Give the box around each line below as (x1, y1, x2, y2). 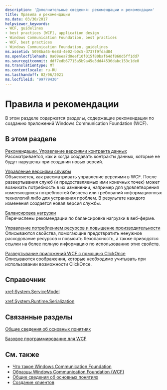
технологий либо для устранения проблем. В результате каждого (5, 195, 146, 201)
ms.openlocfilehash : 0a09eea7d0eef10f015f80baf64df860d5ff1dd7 (5, 53, 140, 59)
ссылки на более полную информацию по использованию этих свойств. (5, 241, 161, 247)
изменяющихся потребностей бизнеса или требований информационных (5, 189, 162, 195)
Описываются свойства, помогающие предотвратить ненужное (5, 230, 142, 236)
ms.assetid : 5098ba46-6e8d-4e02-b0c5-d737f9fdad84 (5, 49, 113, 54)
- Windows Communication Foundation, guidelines (5, 44, 108, 49)
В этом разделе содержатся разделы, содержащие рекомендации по (5, 115, 155, 121)
